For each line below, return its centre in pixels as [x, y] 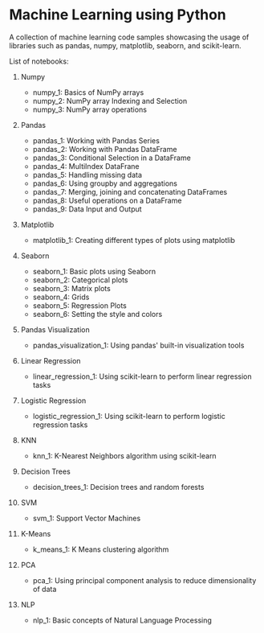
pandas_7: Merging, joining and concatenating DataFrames [130, 191]
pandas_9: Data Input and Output [87, 209]
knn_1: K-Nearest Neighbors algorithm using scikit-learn [124, 455]
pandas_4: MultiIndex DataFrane [86, 166]
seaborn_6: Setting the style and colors [97, 314]
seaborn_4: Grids [61, 297]
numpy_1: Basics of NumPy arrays [88, 92]
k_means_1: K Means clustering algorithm [101, 549]
